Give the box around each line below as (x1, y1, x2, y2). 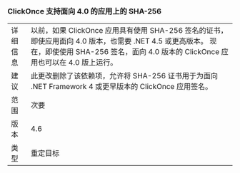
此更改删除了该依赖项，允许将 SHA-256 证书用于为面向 (31, 71, 219, 81)
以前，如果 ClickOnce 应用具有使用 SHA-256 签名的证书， (31, 26, 229, 36)
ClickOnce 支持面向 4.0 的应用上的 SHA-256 (7, 6, 162, 16)
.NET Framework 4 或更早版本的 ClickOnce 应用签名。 (31, 82, 213, 92)
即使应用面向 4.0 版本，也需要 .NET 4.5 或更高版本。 (31, 36, 209, 46)
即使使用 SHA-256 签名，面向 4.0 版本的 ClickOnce (45, 47, 220, 57)
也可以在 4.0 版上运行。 (38, 58, 118, 68)
